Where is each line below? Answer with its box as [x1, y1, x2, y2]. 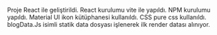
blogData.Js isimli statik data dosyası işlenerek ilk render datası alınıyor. [7, 21, 210, 28]
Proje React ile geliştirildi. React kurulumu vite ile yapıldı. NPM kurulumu [7, 6, 211, 14]
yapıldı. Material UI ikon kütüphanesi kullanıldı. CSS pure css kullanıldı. [7, 13, 207, 21]
